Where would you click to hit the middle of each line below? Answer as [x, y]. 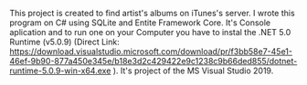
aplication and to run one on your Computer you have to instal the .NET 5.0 [150, 32]
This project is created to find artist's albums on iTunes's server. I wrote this [152, 13]
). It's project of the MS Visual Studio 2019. [193, 71]
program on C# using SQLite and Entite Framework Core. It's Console [140, 23]
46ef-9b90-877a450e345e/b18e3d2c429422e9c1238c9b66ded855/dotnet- [153, 61]
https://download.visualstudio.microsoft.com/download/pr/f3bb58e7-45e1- [151, 52]
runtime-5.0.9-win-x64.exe [60, 71]
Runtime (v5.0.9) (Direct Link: [65, 42]
